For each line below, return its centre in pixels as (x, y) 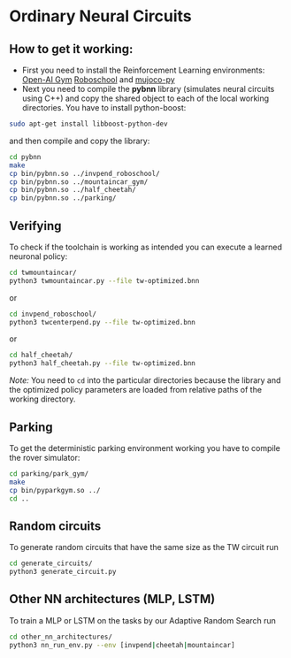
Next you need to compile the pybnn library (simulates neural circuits (148, 89)
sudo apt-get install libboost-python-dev (88, 124)
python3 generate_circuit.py (63, 572)
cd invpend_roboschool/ (53, 314)
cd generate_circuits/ (51, 563)
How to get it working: (71, 49)
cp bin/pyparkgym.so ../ (55, 490)
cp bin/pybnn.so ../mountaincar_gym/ (79, 182)
